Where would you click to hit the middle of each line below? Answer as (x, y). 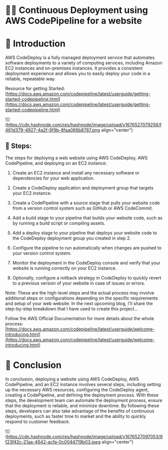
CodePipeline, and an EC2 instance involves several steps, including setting (83, 384)
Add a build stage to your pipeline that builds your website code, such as (87, 217)
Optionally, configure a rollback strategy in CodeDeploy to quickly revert (87, 277)
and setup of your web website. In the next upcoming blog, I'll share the (79, 303)
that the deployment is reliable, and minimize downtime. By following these (82, 405)
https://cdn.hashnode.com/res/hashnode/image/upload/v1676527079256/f (84, 125)
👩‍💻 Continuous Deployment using (77, 10)
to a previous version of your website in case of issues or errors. (79, 283)
